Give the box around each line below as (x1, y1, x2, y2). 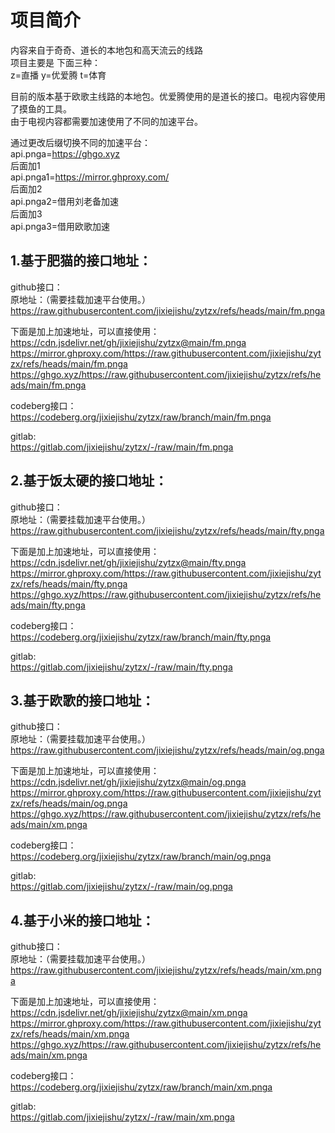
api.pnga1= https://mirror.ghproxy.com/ (10, 171, 170, 183)
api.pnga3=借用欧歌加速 (10, 220, 111, 232)
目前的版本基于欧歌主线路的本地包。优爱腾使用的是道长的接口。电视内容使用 (10, 90, 326, 102)
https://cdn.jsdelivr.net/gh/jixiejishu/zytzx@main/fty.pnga (10, 556, 247, 568)
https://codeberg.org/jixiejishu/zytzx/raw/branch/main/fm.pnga (10, 411, 272, 423)
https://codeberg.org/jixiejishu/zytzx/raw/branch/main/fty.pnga (10, 631, 272, 643)
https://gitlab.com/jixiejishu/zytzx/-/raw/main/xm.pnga (10, 1111, 235, 1123)
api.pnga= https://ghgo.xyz (10, 147, 121, 160)
